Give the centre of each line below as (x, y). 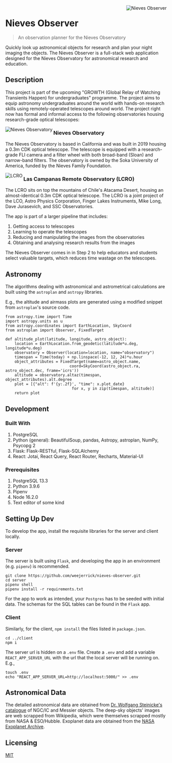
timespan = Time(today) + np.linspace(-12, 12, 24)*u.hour (79, 357)
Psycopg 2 (24, 445)
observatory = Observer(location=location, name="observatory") (84, 353)
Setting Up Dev (30, 519)
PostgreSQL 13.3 (30, 481)
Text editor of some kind (38, 503)
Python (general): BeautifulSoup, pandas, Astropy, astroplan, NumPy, (85, 440)
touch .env (17, 672)
